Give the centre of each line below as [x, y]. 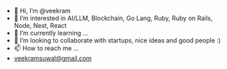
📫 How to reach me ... [46, 48]
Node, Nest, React [40, 25]
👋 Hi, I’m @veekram [42, 11]
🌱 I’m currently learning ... [51, 33]
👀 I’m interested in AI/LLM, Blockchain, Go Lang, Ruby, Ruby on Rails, [113, 18]
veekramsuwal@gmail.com [53, 58]
